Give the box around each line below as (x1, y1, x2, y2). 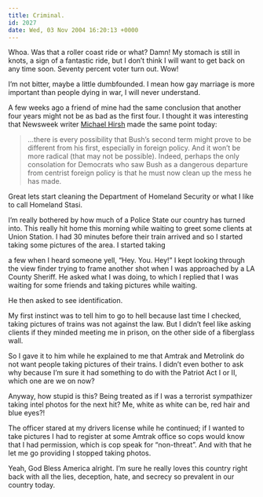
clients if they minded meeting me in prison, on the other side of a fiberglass (8, 327, 255, 338)
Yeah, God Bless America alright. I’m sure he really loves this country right (8, 464, 248, 473)
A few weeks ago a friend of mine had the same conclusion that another (8, 103, 242, 112)
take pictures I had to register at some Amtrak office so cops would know (8, 432, 245, 441)
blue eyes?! (8, 408, 46, 418)
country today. (8, 481, 56, 490)
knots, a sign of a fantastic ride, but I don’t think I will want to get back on (8, 56, 246, 65)
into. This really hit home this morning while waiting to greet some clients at (8, 224, 253, 233)
